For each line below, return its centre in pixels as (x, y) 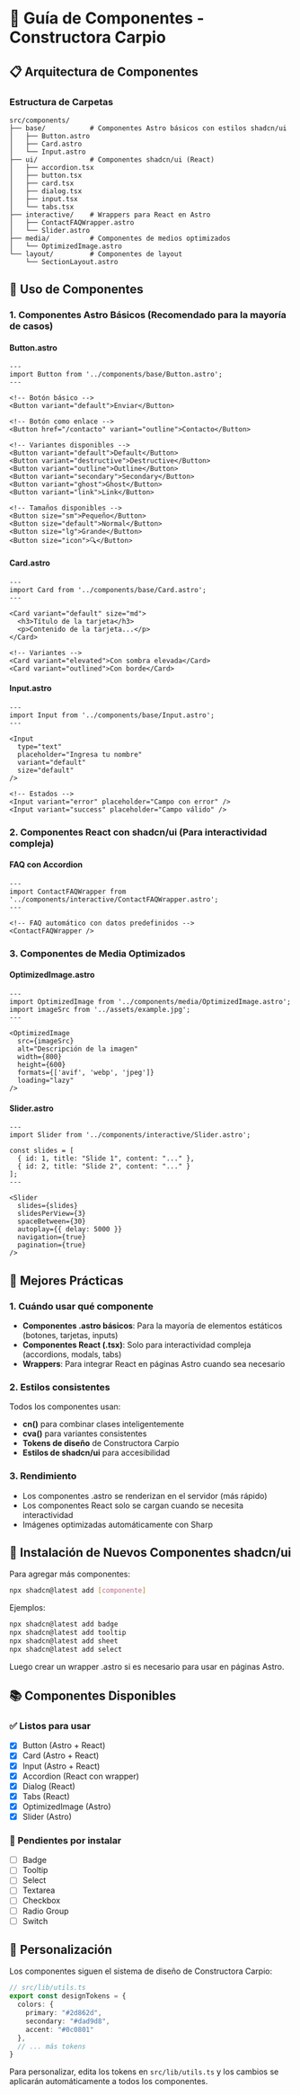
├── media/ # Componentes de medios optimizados (120, 238)
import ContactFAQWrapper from (68, 892)
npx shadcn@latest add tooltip (68, 1633)
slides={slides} (48, 1206)
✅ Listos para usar (50, 1727)
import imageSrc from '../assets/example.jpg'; (100, 1010)
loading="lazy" (46, 1081)
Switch (35, 1921)
